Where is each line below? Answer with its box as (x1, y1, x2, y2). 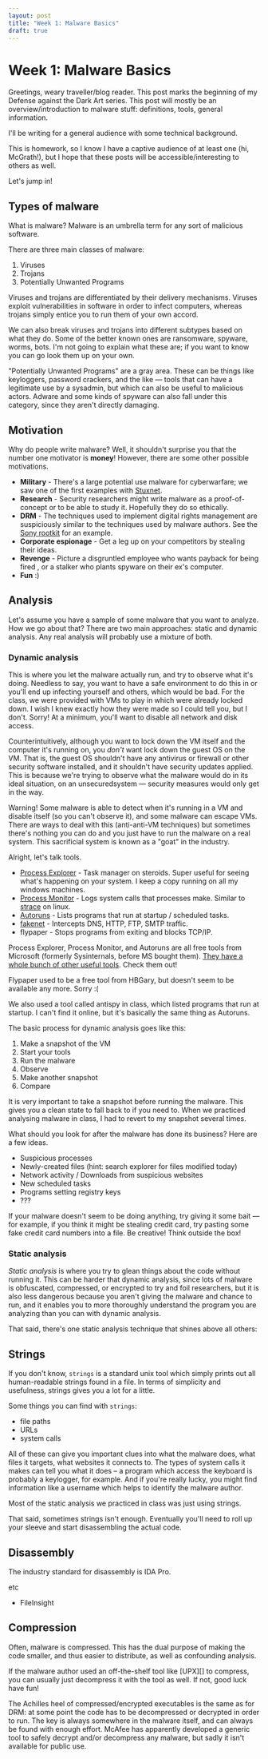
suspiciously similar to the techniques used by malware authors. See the (19, 519, 258, 528)
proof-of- (214, 493, 245, 504)
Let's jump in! (8, 177, 53, 186)
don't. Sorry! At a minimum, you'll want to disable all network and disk (8, 712, 238, 722)
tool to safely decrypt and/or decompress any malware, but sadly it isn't (8, 1733, 245, 1742)
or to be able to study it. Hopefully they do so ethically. (49, 502, 229, 512)
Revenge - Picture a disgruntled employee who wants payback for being (19, 553, 259, 563)
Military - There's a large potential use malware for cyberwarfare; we (19, 477, 249, 486)
